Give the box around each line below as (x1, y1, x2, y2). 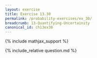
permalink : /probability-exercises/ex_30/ (5, 16, 92, 21)
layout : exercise (5, 7, 40, 12)
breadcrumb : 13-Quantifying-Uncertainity (5, 20, 90, 26)
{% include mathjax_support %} (5, 38, 69, 44)
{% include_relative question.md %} (5, 48, 77, 54)
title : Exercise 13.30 (5, 12, 51, 16)
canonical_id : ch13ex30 (5, 25, 53, 30)
